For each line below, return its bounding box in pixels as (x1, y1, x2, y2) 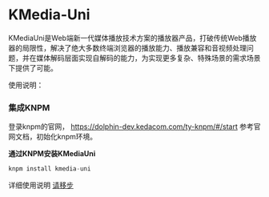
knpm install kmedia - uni (8, 165, 91, 173)
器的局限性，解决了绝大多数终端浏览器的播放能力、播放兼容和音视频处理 (8, 42, 247, 53)
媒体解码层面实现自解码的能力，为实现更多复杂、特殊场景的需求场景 (35, 53, 261, 62)
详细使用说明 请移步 (8, 180, 74, 190)
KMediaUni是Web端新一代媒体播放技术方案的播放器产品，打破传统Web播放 (8, 33, 257, 42)
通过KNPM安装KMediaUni (8, 149, 96, 159)
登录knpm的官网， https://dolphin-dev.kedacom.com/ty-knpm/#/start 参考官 (8, 122, 261, 131)
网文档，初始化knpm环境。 (8, 132, 98, 142)
